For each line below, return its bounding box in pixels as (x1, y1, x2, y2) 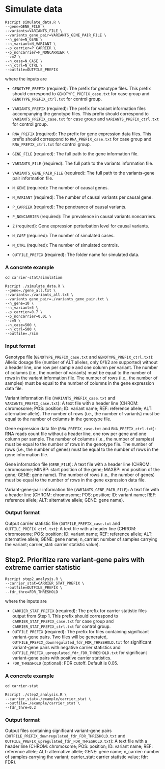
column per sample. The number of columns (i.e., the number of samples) (5, 436, 155, 442)
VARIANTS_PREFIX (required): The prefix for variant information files (12, 105, 146, 111)
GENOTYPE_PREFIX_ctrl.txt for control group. (12, 96, 102, 102)
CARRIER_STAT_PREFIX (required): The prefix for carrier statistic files (12, 608, 147, 614)
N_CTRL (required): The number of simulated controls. (12, 242, 119, 248)
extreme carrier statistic (5, 563, 81, 572)
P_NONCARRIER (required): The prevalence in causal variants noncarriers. (12, 213, 157, 219)
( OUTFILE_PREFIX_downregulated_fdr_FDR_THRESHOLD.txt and (5, 733, 126, 739)
